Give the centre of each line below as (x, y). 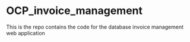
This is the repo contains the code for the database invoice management (95, 27)
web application (26, 33)
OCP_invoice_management (74, 11)
